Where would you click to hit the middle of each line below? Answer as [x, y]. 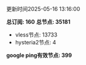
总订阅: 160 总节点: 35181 [38, 22]
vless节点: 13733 [36, 35]
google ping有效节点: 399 [39, 55]
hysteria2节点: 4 [35, 42]
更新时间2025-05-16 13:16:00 [43, 9]
